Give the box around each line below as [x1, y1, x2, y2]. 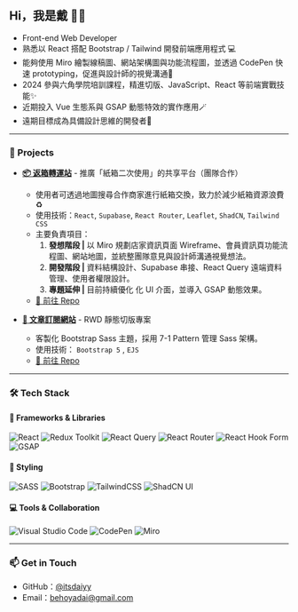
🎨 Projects [9, 146, 55, 158]
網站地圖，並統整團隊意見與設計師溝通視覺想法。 [72, 251, 251, 262]
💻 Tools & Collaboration [9, 503, 100, 513]
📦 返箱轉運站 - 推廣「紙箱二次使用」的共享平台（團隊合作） [21, 168, 243, 179]
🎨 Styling [9, 461, 43, 473]
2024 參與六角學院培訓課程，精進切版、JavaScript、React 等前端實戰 [21, 79, 278, 90]
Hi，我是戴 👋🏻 [9, 8, 86, 24]
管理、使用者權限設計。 [48, 274, 135, 284]
